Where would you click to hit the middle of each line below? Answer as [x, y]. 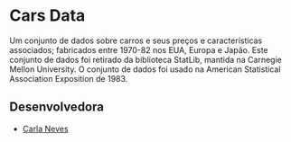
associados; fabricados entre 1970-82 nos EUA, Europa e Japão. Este [139, 49]
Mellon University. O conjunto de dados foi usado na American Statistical [145, 69]
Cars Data [47, 16]
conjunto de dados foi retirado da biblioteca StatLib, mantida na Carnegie [145, 59]
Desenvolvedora [56, 107]
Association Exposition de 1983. [69, 78]
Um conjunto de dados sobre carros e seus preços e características [136, 40]
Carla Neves [46, 129]
